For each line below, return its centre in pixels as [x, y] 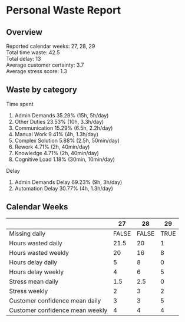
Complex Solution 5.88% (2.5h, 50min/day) [67, 140]
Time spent [20, 104]
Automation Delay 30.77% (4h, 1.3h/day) [64, 188]
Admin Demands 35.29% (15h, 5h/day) [62, 115]
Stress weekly [29, 291]
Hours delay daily [33, 262]
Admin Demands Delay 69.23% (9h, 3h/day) [68, 182]
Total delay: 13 [24, 59]
